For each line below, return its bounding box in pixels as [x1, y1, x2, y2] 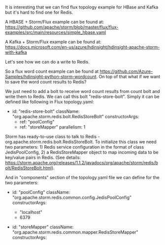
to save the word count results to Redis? [5, 79, 87, 85]
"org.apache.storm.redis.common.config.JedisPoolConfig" [12, 194, 132, 200]
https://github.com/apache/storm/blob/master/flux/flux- [5, 24, 119, 30]
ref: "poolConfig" [19, 119, 55, 124]
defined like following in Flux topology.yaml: [5, 99, 95, 105]
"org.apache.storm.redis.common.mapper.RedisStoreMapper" [12, 229, 139, 235]
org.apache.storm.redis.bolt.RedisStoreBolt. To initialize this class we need [5, 139, 157, 145]
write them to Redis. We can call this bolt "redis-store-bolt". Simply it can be [5, 93, 160, 99]
